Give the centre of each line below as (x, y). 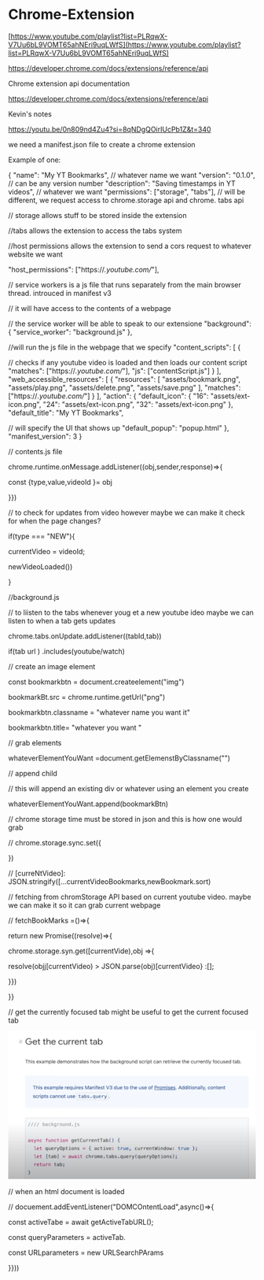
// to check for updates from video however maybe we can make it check (126, 512)
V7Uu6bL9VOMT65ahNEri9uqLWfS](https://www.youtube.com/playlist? (125, 44)
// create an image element (52, 666)
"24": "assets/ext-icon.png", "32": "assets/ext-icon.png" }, (138, 404)
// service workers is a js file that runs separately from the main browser (125, 284)
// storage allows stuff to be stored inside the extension (97, 215)
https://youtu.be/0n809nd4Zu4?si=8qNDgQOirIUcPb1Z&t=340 (110, 129)
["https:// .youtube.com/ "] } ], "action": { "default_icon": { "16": (108, 396)
